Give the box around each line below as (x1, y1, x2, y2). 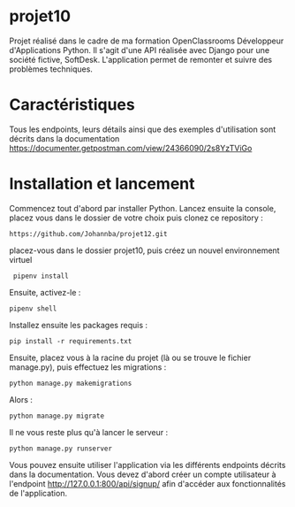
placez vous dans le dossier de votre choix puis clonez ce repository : (9, 212, 263, 223)
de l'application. (9, 488, 68, 498)
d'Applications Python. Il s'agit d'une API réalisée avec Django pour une (9, 44, 270, 55)
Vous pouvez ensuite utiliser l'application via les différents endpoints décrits (9, 459, 286, 470)
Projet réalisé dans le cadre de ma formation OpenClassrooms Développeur (9, 35, 284, 46)
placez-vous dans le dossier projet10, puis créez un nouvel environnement (9, 245, 280, 256)
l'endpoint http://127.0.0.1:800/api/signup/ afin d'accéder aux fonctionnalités (9, 478, 286, 488)
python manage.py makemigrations (9, 379, 132, 388)
